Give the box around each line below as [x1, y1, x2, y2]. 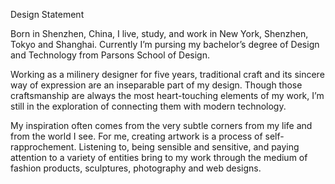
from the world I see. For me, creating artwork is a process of [10, 130, 263, 142]
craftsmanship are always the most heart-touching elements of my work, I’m [10, 90, 325, 101]
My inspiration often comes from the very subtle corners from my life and [10, 120, 313, 131]
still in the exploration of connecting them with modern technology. [10, 100, 287, 112]
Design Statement [10, 9, 85, 20]
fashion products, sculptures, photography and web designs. [10, 162, 262, 174]
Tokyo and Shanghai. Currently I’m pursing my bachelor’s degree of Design [10, 39, 320, 50]
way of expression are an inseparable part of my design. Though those [10, 79, 303, 91]
